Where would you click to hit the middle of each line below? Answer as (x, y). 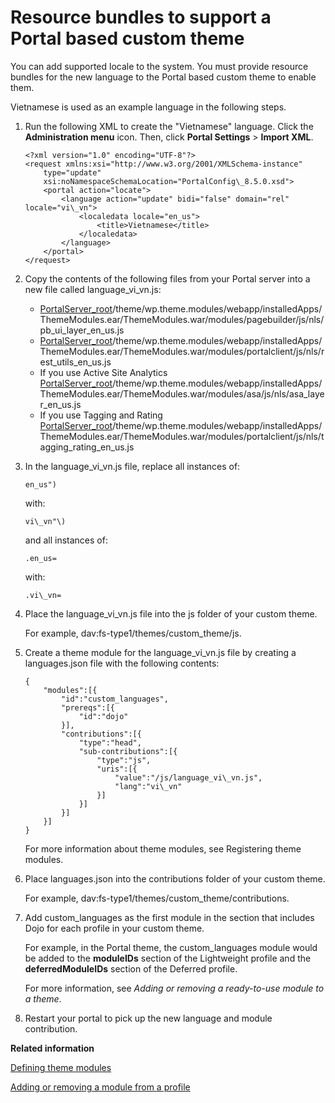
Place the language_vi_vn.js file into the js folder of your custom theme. (171, 613)
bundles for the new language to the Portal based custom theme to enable (163, 77)
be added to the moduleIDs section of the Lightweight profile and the (168, 958)
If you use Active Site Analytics (103, 372)
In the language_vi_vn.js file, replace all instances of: (132, 466)
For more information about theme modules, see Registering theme (163, 848)
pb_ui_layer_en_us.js (82, 330)
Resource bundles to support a (141, 17)
